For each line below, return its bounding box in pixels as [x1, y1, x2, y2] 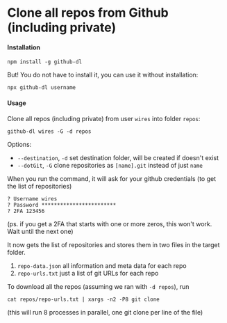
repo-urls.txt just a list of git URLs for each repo [17, 269, 159, 277]
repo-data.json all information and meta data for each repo [17, 261, 187, 269]
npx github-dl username [7, 84, 76, 91]
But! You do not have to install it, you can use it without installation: [7, 71, 199, 79]
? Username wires [7, 195, 58, 203]
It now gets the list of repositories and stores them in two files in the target [7, 240, 220, 249]
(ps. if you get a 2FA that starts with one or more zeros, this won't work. [7, 219, 212, 228]
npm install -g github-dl [7, 58, 82, 65]
